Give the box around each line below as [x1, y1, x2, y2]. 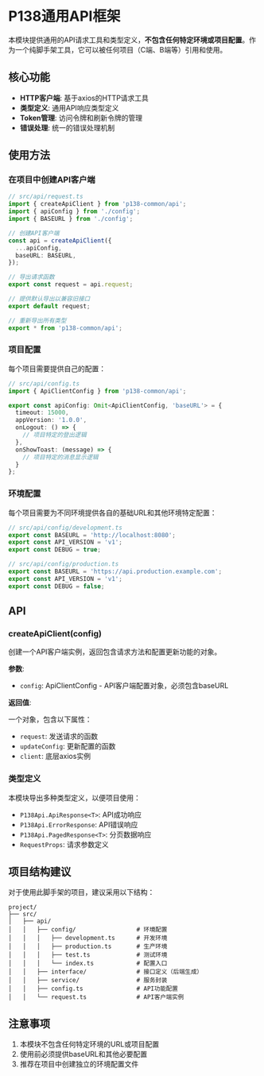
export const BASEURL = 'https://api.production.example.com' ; [8, 567, 223, 576]
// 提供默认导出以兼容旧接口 [8, 295, 91, 303]
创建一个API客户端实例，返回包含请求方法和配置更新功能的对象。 [8, 647, 222, 656]
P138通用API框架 [8, 7, 121, 25]
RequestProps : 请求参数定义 [19, 839, 109, 849]
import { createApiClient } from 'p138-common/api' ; [8, 200, 187, 208]
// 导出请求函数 [8, 273, 55, 281]
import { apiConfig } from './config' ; [8, 207, 141, 215]
